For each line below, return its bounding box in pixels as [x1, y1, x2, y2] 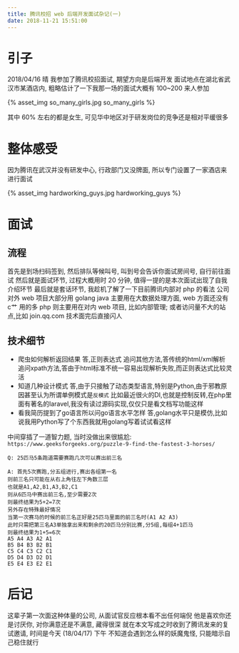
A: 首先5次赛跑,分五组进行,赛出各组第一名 [7, 469, 118, 476]
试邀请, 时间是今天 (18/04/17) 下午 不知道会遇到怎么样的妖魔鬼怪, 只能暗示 [7, 629, 225, 638]
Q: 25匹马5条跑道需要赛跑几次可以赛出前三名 [7, 454, 123, 462]
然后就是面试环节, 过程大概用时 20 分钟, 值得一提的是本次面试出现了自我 [15, 276, 228, 284]
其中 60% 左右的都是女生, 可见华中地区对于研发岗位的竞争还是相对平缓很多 [7, 113, 229, 121]
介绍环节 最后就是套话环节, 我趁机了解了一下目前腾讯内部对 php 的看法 [7, 285, 215, 294]
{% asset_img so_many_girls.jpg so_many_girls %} [7, 98, 156, 107]
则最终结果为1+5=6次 [7, 529, 61, 537]
